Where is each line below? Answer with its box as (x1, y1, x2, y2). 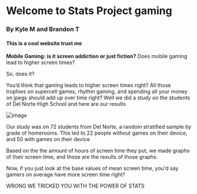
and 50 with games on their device (6, 136, 90, 143)
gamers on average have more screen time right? (6, 171, 125, 178)
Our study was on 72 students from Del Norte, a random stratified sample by (6, 123, 192, 131)
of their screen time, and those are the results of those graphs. (6, 153, 158, 160)
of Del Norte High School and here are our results (6, 101, 126, 108)
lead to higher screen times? (6, 59, 75, 66)
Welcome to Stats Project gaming (6, 4, 172, 18)
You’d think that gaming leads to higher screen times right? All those (6, 82, 172, 89)
